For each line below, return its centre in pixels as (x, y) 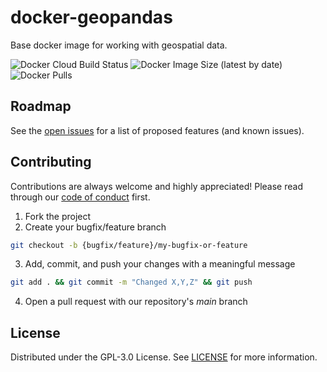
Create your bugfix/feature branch (95, 227)
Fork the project (58, 216)
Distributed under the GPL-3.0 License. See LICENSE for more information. (164, 357)
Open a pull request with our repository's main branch (136, 302)
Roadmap (41, 106)
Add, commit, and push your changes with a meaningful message (160, 264)
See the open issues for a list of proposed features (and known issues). (157, 130)
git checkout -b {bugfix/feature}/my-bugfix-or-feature (129, 245)
